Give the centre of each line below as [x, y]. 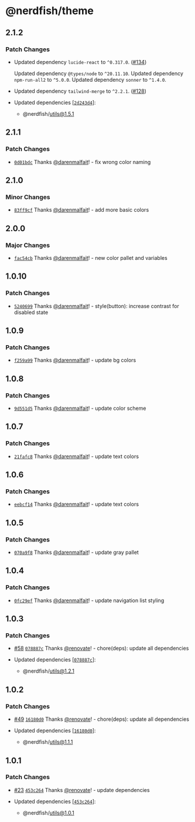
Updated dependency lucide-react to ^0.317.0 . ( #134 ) [80, 62]
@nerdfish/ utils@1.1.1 [48, 742]
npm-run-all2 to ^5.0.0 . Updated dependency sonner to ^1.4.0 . [90, 79]
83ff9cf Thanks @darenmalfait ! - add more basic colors [81, 210]
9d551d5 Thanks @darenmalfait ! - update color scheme [80, 408]
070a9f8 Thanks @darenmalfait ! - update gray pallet [76, 552]
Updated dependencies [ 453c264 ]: [55, 801]
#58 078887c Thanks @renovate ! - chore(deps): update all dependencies [101, 649]
